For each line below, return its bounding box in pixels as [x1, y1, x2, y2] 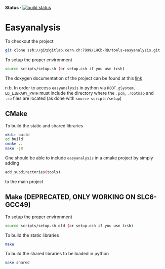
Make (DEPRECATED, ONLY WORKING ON [5, 193, 136, 201]
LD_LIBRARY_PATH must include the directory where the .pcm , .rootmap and [5, 90, 154, 96]
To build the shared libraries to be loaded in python [5, 251, 109, 257]
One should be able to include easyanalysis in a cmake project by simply [5, 155, 153, 160]
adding [5, 160, 20, 166]
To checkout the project [5, 38, 54, 44]
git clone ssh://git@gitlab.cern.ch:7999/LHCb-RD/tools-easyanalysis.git [5, 47, 161, 53]
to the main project [5, 178, 43, 185]
